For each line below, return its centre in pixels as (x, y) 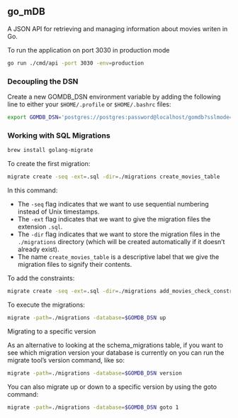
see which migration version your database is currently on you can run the (116, 352)
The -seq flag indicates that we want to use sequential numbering (113, 204)
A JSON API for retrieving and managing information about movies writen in (118, 28)
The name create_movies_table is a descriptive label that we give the (118, 257)
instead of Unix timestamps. (58, 211)
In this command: (33, 190)
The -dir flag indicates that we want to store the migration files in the (119, 234)
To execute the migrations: (46, 304)
